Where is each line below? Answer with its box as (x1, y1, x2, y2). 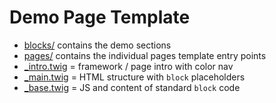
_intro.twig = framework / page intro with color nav (23, 60, 234, 72)
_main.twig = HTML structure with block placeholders (23, 71, 246, 83)
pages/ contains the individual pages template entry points (23, 49, 267, 61)
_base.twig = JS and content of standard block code (23, 81, 241, 93)
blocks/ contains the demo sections (23, 39, 172, 51)
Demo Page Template (9, 6, 191, 29)
